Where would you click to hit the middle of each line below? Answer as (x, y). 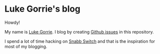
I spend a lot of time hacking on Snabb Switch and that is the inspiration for (80, 41)
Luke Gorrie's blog (43, 9)
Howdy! (12, 22)
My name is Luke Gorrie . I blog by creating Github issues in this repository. (79, 32)
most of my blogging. (26, 46)
